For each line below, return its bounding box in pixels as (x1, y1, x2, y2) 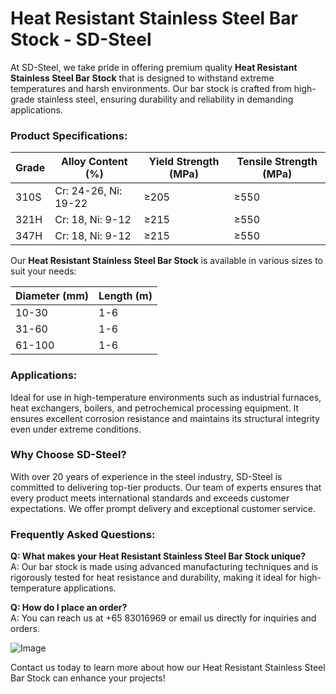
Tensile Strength (236, 155, 318, 169)
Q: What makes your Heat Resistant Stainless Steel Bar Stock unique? (10, 550, 307, 562)
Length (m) (98, 289, 153, 303)
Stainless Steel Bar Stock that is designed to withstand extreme (10, 72, 275, 84)
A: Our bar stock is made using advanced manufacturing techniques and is (10, 561, 319, 573)
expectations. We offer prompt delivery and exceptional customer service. (10, 502, 317, 514)
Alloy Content (60, 155, 128, 169)
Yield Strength (148, 155, 220, 169)
